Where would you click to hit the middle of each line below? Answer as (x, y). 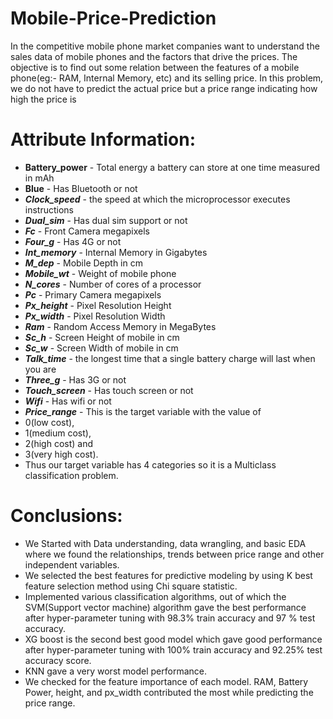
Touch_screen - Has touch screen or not (109, 390)
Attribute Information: (103, 139)
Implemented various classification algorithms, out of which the (155, 596)
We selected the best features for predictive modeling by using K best (168, 575)
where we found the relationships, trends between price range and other (174, 554)
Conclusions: (66, 516)
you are (40, 369)
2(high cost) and (59, 443)
